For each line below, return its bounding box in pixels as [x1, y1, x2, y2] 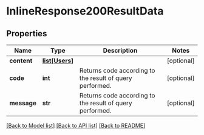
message [9, 99, 36, 107]
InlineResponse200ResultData [6, 4, 164, 18]
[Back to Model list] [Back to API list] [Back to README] [6, 122, 146, 129]
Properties [6, 28, 47, 39]
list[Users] [42, 56, 74, 65]
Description [103, 47, 138, 54]
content [9, 56, 33, 65]
